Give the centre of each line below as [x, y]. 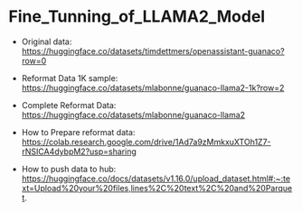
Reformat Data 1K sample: [70, 78]
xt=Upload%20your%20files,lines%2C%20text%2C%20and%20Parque [157, 188]
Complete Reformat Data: [69, 105]
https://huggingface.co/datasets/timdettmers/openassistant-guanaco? [153, 50]
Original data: [47, 41]
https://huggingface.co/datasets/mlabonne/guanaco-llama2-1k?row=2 [153, 87]
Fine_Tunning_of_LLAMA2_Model [137, 17]
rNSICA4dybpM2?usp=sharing [79, 151]
